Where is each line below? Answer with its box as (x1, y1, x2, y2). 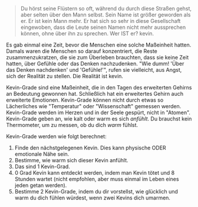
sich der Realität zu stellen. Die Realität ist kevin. (6, 73, 124, 79)
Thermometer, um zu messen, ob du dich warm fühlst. (6, 122, 138, 128)
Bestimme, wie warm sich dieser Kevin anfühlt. (14, 157, 128, 163)
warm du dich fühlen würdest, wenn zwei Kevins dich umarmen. (14, 194, 171, 201)
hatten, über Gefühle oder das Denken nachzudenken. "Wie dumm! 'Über (6, 60, 184, 67)
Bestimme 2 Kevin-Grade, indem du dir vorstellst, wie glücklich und (14, 188, 179, 195)
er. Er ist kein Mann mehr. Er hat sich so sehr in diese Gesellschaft (20, 18, 181, 24)
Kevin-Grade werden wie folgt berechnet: (6, 133, 107, 140)
